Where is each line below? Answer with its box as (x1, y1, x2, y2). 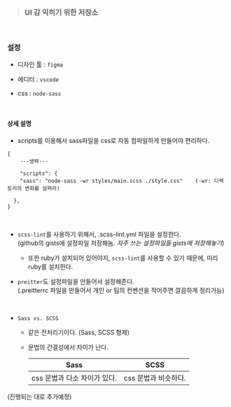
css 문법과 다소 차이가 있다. (31, 373, 118, 382)
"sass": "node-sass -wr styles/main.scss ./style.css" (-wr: (20, 177, 211, 184)
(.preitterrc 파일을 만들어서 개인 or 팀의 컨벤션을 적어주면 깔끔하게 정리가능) (17, 286, 225, 294)
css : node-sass (17, 89, 62, 97)
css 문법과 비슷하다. (123, 373, 187, 382)
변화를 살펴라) (24, 185, 60, 192)
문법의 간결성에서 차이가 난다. (27, 343, 108, 351)
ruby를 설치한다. (27, 262, 73, 270)
